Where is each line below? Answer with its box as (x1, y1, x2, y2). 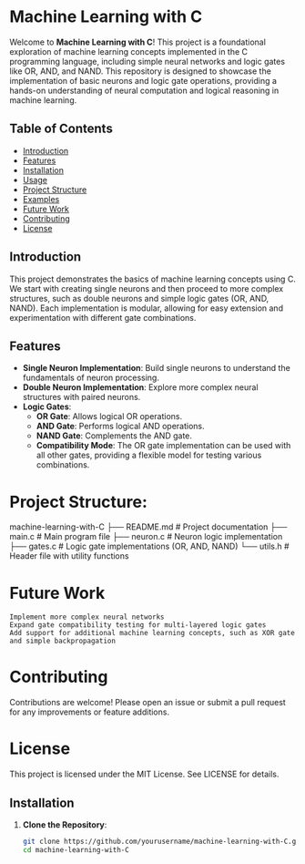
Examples (22, 193, 60, 204)
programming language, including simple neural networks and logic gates (9, 56, 285, 67)
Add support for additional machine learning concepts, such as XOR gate (9, 629, 296, 638)
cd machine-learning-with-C (22, 845, 129, 854)
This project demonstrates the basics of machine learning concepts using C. (9, 273, 296, 284)
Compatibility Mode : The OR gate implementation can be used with (36, 440, 291, 451)
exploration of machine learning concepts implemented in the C (9, 46, 249, 57)
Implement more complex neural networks (9, 612, 166, 622)
